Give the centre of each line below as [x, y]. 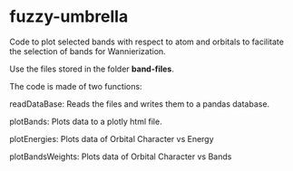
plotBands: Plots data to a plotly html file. [86, 121]
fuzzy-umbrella [69, 17]
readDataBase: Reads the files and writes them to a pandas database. [140, 104]
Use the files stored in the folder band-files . [92, 69]
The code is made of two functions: [76, 86]
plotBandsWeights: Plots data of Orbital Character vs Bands [121, 157]
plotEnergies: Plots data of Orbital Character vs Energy [112, 138]
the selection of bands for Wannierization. [88, 51]
